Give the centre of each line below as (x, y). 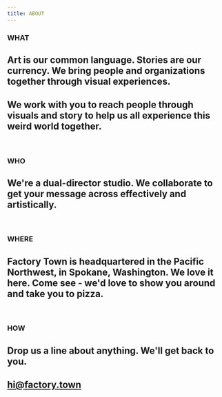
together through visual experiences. (89, 81)
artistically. (32, 205)
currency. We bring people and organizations (106, 71)
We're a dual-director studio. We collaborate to (110, 183)
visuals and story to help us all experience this (109, 115)
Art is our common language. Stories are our (104, 60)
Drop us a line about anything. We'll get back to (111, 350)
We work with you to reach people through (101, 105)
